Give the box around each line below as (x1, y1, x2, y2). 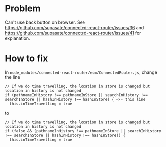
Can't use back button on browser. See (5, 19, 85, 25)
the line (5, 74, 21, 80)
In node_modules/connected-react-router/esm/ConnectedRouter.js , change (5, 69, 158, 75)
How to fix (5, 53, 48, 64)
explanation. (5, 35, 31, 41)
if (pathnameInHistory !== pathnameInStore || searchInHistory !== (5, 92, 148, 97)
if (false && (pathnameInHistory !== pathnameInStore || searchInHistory (5, 128, 162, 133)
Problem (5, 3, 41, 14)
